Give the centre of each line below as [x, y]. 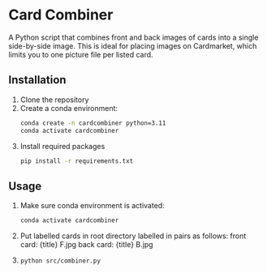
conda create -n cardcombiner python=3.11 [93, 123]
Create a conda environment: [69, 108]
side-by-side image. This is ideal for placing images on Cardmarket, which [133, 45]
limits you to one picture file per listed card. [81, 54]
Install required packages [62, 146]
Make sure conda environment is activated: [92, 206]
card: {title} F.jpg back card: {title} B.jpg [86, 245]
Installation [37, 80]
